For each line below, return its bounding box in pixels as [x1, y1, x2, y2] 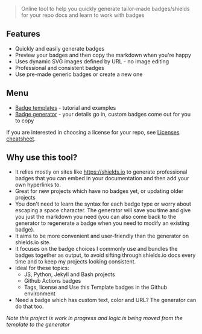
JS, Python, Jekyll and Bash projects [24, 271, 116, 278]
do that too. [14, 303, 44, 310]
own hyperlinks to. [14, 181, 62, 189]
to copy [14, 117, 34, 124]
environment [24, 290, 56, 297]
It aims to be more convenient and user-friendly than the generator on [14, 232, 189, 240]
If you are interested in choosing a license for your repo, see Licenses [6, 128, 180, 136]
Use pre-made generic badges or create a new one [14, 71, 143, 78]
